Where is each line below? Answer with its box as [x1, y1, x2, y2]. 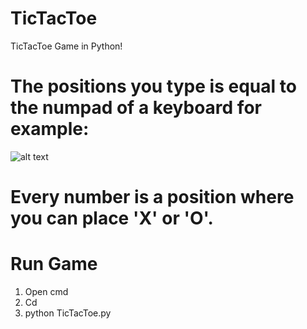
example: [10, 118, 90, 141]
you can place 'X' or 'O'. [10, 207, 214, 230]
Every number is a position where [10, 186, 295, 209]
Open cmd [24, 286, 69, 297]
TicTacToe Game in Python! [10, 40, 123, 52]
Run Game [10, 253, 98, 276]
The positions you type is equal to [10, 75, 297, 98]
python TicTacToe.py [24, 307, 112, 319]
